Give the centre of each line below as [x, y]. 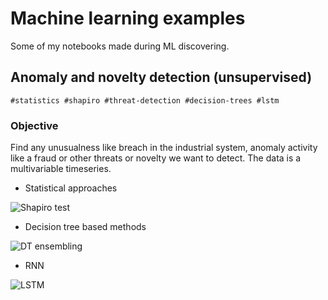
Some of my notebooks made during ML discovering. [120, 46]
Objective [34, 125]
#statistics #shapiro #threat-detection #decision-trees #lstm [145, 100]
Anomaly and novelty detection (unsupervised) [161, 77]
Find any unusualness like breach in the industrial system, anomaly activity [164, 148]
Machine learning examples [128, 18]
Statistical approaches [71, 188]
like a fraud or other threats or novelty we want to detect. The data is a [156, 158]
